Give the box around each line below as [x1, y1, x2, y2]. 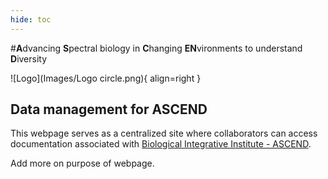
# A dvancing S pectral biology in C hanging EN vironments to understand [10, 42, 303, 54]
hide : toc [10, 14, 52, 25]
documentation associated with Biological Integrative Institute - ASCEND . [10, 138, 312, 150]
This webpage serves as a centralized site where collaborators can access [10, 127, 318, 140]
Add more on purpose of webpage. [10, 157, 155, 170]
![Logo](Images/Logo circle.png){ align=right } [10, 72, 202, 84]
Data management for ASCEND [10, 101, 208, 118]
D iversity [10, 52, 48, 65]
